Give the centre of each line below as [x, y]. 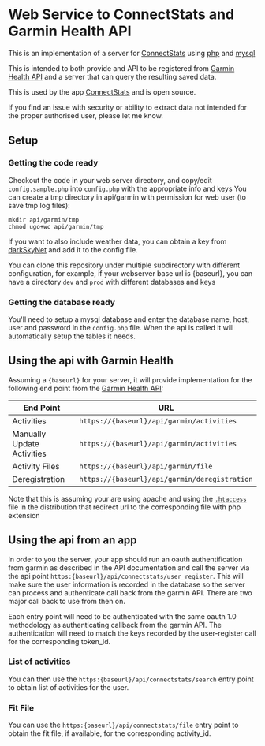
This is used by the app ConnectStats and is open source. [102, 91]
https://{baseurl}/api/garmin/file [146, 466]
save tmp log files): [39, 205]
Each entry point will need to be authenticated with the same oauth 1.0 [122, 616]
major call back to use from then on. [67, 601]
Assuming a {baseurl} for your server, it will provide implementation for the [130, 379]
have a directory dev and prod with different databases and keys [112, 282]
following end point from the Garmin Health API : [86, 388]
